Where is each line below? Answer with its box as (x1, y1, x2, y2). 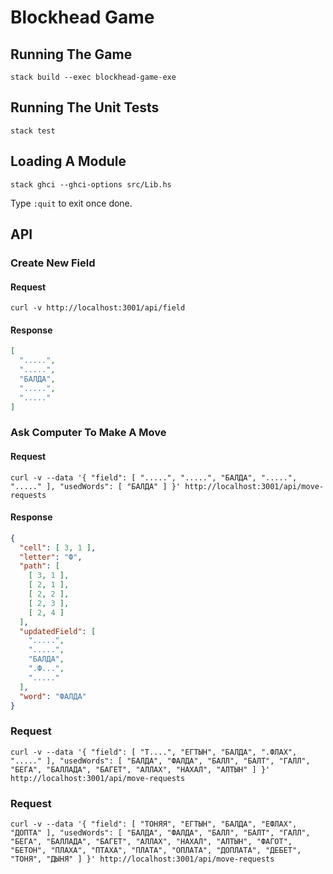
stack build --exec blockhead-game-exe (10, 72, 177, 82)
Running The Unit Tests (10, 99, 160, 116)
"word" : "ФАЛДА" (19, 691, 87, 701)
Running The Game (10, 46, 133, 63)
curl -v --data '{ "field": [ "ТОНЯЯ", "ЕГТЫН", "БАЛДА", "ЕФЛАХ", (10, 819, 298, 830)
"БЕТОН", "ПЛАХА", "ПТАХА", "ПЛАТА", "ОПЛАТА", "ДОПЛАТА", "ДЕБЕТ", (10, 846, 302, 856)
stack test (10, 126, 56, 136)
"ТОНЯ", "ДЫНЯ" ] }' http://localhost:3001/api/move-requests (10, 854, 275, 865)
